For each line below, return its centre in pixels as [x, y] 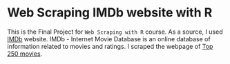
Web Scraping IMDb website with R [110, 13]
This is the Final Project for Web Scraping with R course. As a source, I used [115, 32]
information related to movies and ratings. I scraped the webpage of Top [110, 46]
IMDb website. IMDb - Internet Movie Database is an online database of [109, 39]
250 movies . [25, 54]
